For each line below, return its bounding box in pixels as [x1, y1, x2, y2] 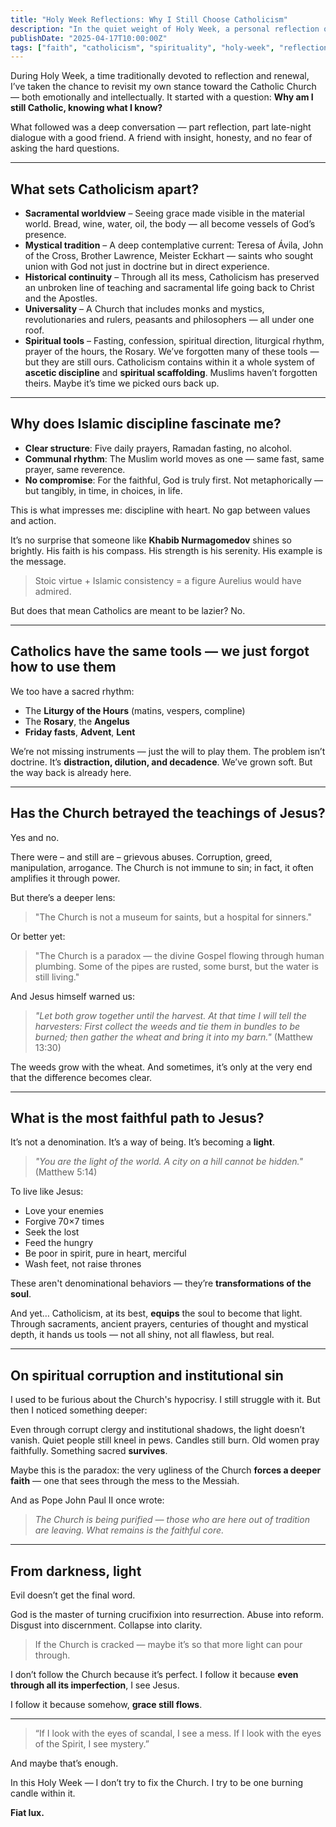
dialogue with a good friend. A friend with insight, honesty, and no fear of [10, 132, 313, 144]
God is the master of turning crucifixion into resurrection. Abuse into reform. [10, 1608, 325, 1620]
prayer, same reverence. [24, 463, 126, 475]
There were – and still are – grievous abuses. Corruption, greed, [10, 851, 273, 863]
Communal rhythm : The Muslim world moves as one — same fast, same [24, 452, 325, 465]
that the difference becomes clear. [10, 1071, 153, 1083]
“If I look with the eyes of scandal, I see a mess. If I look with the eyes [34, 1727, 322, 1739]
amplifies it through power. [10, 872, 121, 884]
